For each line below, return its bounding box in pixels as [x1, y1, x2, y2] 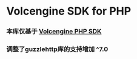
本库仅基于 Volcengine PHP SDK [6, 27, 102, 36]
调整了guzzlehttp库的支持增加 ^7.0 [6, 45, 109, 54]
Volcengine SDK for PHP [6, 4, 132, 18]
